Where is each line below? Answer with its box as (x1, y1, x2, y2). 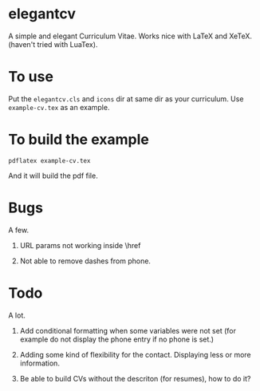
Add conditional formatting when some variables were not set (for (19, 326, 237, 335)
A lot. (8, 310, 26, 320)
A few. (8, 225, 30, 235)
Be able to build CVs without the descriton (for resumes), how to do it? (19, 373, 251, 383)
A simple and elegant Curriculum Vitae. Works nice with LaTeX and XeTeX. (8, 31, 253, 41)
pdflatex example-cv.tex (8, 156, 91, 164)
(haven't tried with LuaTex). (8, 39, 98, 49)
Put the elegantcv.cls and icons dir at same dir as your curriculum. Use (8, 93, 244, 104)
